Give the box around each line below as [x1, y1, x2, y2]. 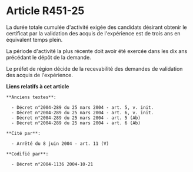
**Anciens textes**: [6, 94, 57, 100]
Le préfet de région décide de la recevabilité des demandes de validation [6, 65, 183, 72]
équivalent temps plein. [6, 36, 63, 43]
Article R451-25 [6, 4, 85, 18]
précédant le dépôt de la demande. [6, 54, 91, 61]
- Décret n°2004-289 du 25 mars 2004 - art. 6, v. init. [11, 110, 154, 115]
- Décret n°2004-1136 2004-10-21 [11, 161, 94, 167]
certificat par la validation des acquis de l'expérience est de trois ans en [6, 29, 181, 37]
